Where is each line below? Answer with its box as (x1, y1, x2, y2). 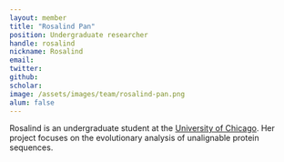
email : (9, 56, 35, 65)
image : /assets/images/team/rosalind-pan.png (9, 89, 185, 98)
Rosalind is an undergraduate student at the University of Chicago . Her (9, 123, 275, 134)
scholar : (9, 81, 43, 90)
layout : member (9, 13, 67, 23)
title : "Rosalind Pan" (9, 22, 96, 31)
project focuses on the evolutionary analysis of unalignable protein (9, 133, 259, 144)
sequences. (9, 142, 54, 153)
